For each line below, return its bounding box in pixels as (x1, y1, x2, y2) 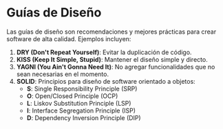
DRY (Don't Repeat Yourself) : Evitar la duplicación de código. (16, 48, 192, 56)
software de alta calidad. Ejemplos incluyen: (6, 34, 131, 43)
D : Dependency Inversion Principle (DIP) (26, 113, 142, 121)
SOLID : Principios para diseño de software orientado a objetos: (16, 77, 195, 85)
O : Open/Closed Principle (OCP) (26, 91, 118, 100)
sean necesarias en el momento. (16, 70, 109, 78)
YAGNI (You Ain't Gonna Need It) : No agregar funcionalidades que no (16, 62, 215, 71)
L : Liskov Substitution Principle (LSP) (26, 99, 131, 107)
